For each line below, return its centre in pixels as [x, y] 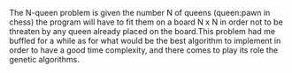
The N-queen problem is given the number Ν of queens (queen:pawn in [140, 13]
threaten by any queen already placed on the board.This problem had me [142, 31]
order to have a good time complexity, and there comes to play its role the [144, 50]
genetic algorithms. [44, 59]
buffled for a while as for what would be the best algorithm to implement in [145, 40]
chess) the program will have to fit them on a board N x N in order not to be [146, 22]
